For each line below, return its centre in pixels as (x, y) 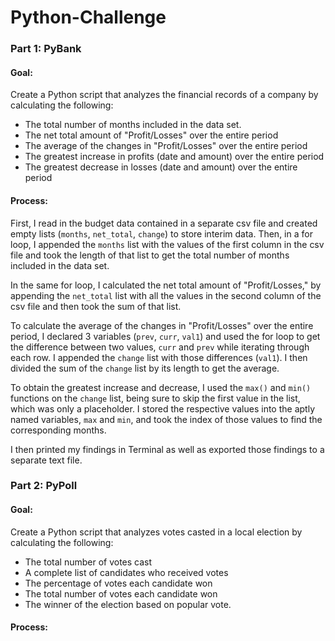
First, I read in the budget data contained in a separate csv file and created (164, 223)
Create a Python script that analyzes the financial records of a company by (164, 95)
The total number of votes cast (88, 562)
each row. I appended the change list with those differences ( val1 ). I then (159, 357)
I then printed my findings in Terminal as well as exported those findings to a (167, 449)
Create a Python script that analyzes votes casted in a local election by (156, 532)
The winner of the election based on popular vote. (128, 604)
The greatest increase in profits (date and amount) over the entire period (174, 157)
